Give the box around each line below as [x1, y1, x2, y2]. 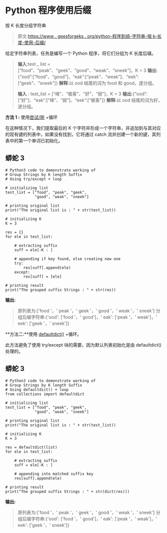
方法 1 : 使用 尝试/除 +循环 [5, 114, 58, 120]
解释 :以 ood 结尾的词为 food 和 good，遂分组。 [59, 80, 157, 86]
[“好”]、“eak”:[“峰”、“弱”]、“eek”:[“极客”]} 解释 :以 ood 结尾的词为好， [17, 97, 162, 103]
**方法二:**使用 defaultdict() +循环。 [5, 331, 82, 337]
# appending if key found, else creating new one [14, 256, 121, 261]
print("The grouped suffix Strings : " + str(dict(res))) [5, 489, 130, 494]
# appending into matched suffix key [14, 471, 94, 476]
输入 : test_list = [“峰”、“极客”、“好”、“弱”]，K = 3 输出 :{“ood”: [17, 91, 148, 97]
